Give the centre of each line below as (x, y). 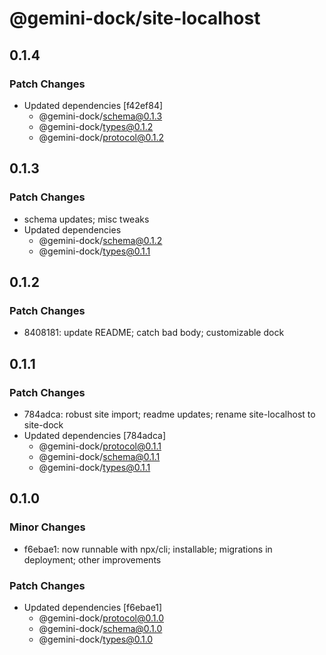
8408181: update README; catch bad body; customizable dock (154, 333)
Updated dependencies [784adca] (95, 435)
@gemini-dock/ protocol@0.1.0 (101, 618)
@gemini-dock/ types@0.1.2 (96, 126)
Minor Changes (47, 527)
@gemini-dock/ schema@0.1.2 (100, 240)
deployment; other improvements (92, 559)
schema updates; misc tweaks (86, 219)
